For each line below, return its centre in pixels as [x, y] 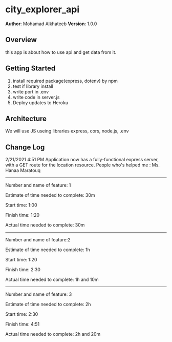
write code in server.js [36, 97]
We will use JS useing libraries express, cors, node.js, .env [67, 131]
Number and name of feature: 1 [38, 185]
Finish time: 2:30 [23, 270]
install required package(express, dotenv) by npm [65, 81]
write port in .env [31, 91]
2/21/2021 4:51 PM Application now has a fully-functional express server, [82, 160]
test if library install [33, 86]
